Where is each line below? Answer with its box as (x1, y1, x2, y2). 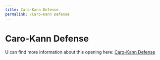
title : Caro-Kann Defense (5, 7, 58, 12)
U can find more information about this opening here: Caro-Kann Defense (5, 49, 155, 55)
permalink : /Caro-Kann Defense (5, 12, 70, 17)
